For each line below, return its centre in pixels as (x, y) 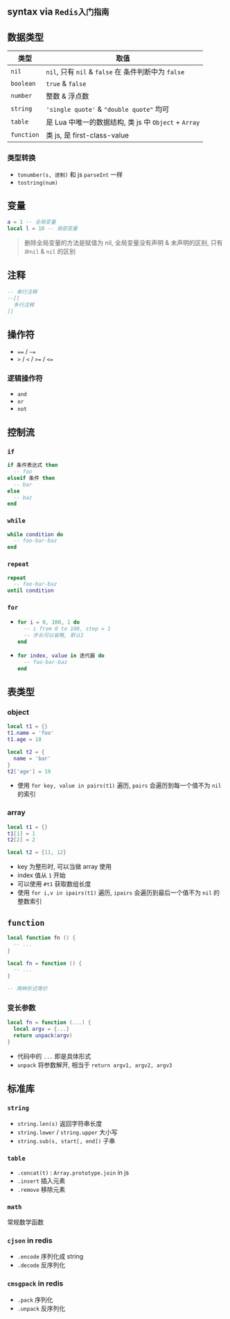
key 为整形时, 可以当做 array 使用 (64, 867)
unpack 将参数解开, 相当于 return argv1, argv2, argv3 (95, 1065)
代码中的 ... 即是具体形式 (54, 1056)
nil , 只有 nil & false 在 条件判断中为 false (115, 72)
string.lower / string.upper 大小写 (67, 1132)
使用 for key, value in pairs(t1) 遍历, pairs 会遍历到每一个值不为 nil (119, 786)
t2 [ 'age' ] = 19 (29, 771)
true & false (66, 84)
